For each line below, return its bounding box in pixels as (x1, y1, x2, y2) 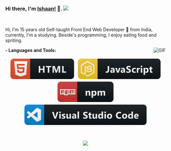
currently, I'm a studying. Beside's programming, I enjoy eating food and (5, 32, 157, 38)
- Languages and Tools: (5, 47, 56, 54)
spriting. (5, 37, 23, 43)
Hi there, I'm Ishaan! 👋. (5, 5, 63, 12)
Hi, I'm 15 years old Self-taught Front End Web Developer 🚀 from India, (5, 27, 153, 33)
